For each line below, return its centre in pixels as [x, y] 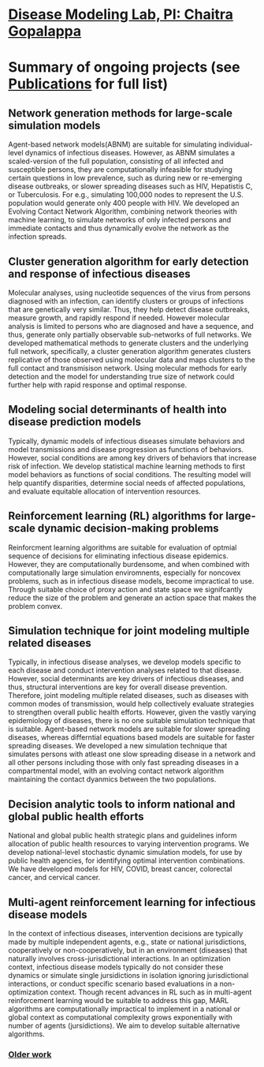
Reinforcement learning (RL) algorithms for [116, 516]
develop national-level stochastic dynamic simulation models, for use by [125, 852]
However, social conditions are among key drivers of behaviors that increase [132, 457]
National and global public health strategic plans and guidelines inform [123, 836]
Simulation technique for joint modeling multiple [129, 631]
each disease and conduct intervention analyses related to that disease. [125, 670]
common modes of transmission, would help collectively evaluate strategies [131, 704]
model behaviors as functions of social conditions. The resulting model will [130, 474]
